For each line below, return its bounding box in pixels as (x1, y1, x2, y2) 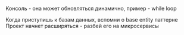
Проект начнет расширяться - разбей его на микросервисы (5, 23, 159, 29)
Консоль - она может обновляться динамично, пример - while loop (5, 5, 177, 12)
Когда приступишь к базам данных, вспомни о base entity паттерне (5, 16, 178, 23)
